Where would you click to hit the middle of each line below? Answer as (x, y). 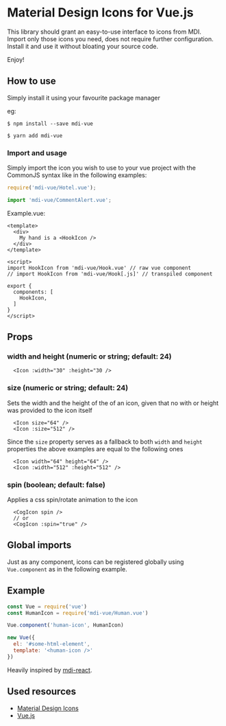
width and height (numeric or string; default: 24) (89, 356)
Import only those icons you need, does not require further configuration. (110, 38)
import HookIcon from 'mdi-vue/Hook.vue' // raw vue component (99, 268)
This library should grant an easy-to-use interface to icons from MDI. (104, 32)
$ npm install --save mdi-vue (50, 124)
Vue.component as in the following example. (67, 569)
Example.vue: (26, 213)
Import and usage (37, 152)
